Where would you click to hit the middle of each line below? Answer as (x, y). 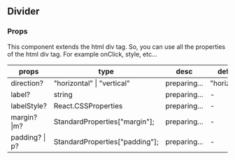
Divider (23, 12)
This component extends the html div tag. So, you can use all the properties (116, 46)
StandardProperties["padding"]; (106, 141)
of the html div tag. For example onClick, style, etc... (82, 54)
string (63, 94)
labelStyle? (29, 106)
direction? (27, 83)
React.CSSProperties (88, 106)
